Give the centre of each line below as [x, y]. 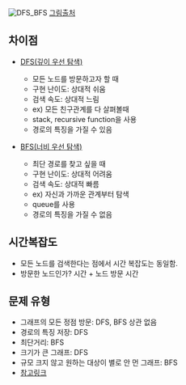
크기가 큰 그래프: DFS [54, 353]
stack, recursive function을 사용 [85, 119]
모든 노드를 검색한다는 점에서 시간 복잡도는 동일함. [99, 263]
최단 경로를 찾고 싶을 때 [69, 163]
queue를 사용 [53, 204]
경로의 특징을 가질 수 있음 [72, 129]
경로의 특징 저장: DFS [54, 332]
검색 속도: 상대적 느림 [66, 99]
